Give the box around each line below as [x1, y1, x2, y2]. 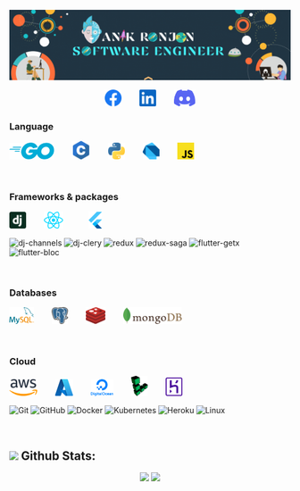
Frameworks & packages [9, 191, 119, 204]
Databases [9, 287, 57, 299]
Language [9, 120, 54, 132]
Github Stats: [21, 448, 96, 463]
